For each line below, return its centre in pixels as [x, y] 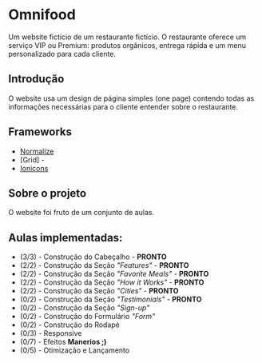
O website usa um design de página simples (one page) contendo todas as [131, 98]
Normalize [37, 151]
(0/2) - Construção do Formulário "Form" [87, 317]
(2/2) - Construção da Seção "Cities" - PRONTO [99, 291]
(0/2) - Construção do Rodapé [69, 325]
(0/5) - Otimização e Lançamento [75, 350]
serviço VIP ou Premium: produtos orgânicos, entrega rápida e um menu [127, 45]
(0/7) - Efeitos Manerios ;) [63, 342]
